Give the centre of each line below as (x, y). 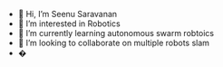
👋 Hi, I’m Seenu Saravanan (68, 14)
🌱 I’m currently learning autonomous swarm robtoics (116, 33)
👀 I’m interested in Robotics (69, 24)
